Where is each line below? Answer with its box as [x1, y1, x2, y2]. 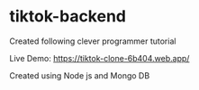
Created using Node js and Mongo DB [9, 70, 150, 81]
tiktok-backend [9, 6, 126, 27]
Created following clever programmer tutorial [9, 36, 176, 46]
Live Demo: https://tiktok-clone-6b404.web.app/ [9, 53, 190, 63]
